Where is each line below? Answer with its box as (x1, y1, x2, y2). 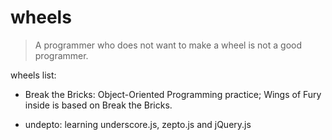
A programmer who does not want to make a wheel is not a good (34, 39, 303, 51)
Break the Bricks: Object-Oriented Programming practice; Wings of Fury (24, 88, 322, 100)
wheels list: (10, 69, 57, 81)
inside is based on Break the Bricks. (24, 99, 173, 111)
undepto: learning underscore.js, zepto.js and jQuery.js (24, 118, 252, 130)
